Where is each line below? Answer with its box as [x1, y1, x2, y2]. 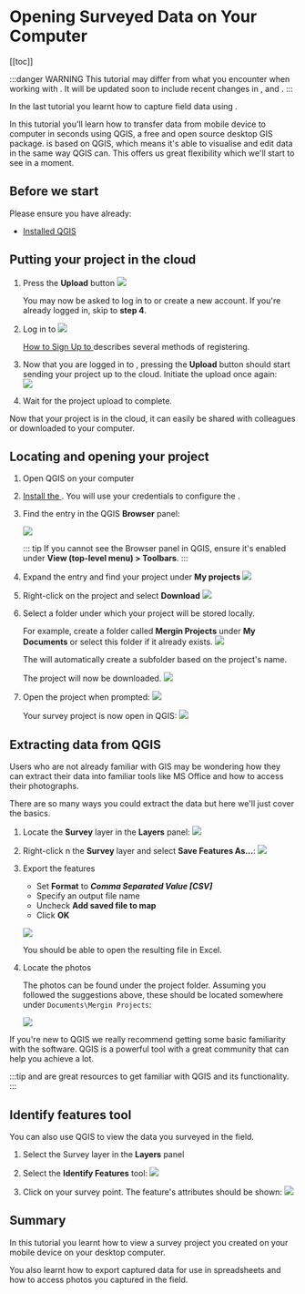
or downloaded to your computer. [9, 422, 135, 434]
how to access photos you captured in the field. [9, 1274, 188, 1285]
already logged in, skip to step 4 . [22, 304, 147, 315]
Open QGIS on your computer [22, 473, 135, 484]
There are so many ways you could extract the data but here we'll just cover [9, 798, 294, 809]
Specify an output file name [36, 890, 140, 901]
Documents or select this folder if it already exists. [22, 636, 213, 648]
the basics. [9, 808, 51, 819]
